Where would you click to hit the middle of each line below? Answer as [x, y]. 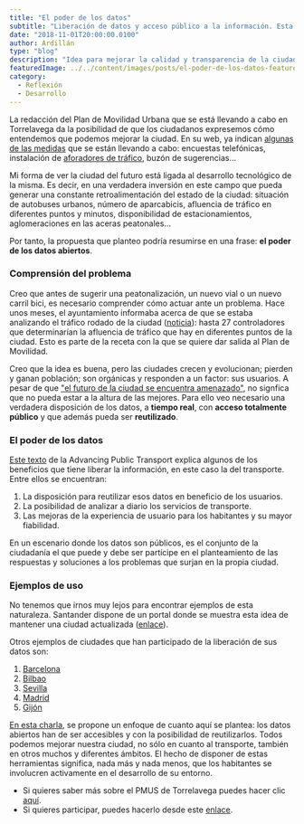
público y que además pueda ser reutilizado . [94, 416]
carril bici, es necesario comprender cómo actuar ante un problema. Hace [147, 303]
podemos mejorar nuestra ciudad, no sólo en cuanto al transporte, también [149, 744]
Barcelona [41, 669]
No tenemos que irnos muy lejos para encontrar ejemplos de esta [131, 605]
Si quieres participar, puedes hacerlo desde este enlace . [128, 810]
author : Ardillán [42, 43]
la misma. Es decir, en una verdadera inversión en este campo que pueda [146, 185]
